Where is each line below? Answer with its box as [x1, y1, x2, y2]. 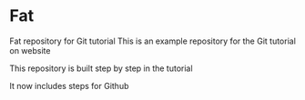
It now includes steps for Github [9, 80, 129, 91]
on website [9, 45, 51, 55]
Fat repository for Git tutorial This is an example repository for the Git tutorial [9, 35, 296, 46]
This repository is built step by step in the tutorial [9, 63, 193, 74]
